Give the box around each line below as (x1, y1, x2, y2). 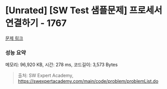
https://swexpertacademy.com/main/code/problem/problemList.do (17, 78, 159, 84)
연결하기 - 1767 (5, 17, 67, 29)
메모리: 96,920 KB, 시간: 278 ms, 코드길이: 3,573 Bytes (5, 62, 118, 68)
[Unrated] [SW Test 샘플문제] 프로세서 (5, 5, 162, 16)
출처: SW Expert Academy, (17, 72, 74, 79)
